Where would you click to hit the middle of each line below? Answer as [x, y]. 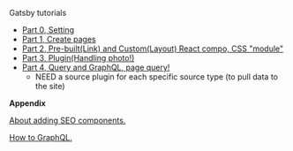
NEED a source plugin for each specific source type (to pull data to [156, 77]
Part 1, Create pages [59, 39]
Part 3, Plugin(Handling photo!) [78, 58]
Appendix [27, 103]
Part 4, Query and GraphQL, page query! [96, 67]
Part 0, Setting [48, 30]
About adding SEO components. [68, 120]
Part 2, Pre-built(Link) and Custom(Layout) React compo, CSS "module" [153, 49]
